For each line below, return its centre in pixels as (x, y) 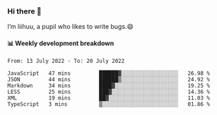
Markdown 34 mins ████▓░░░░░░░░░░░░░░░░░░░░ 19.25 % (109, 85)
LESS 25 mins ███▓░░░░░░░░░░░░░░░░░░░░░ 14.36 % (109, 92)
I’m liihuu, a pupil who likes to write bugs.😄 (70, 27)
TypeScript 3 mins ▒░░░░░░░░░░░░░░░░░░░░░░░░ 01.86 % (109, 104)
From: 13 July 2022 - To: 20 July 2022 (66, 61)
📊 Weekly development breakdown (61, 43)
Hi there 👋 (25, 11)
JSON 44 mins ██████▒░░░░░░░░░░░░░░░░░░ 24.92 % (109, 79)
